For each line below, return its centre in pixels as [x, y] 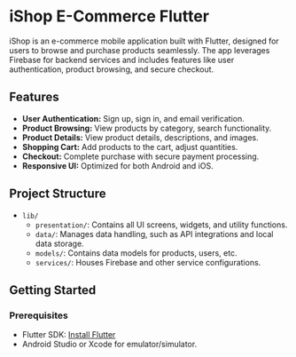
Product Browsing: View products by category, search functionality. [147, 128]
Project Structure [58, 194]
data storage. [59, 243]
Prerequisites [39, 315]
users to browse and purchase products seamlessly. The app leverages [140, 50]
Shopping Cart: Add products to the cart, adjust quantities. [130, 147]
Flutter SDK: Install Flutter [69, 335]
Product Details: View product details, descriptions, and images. [140, 137]
